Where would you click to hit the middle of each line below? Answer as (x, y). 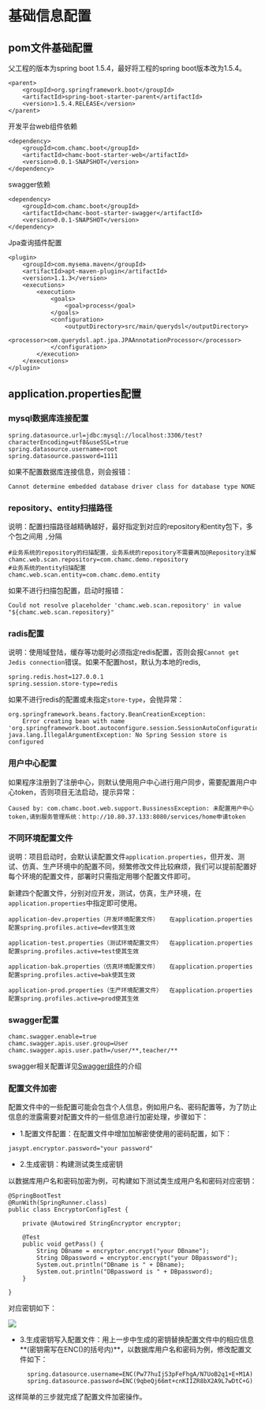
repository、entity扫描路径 (60, 508)
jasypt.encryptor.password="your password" (81, 1149)
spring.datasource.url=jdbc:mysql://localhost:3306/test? (105, 435)
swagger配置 (34, 1019)
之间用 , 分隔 (42, 536)
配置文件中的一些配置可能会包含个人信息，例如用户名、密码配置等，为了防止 (132, 1107)
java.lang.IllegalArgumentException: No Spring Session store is (118, 735)
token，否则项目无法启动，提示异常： (76, 792)
